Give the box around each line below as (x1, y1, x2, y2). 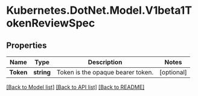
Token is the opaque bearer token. (56, 68, 154, 76)
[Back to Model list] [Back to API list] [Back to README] (6, 83, 145, 91)
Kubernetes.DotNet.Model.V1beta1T (6, 4, 192, 17)
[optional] (159, 68, 187, 76)
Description (88, 58, 123, 66)
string (33, 68, 51, 76)
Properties (6, 40, 47, 50)
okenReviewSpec (6, 16, 95, 30)
